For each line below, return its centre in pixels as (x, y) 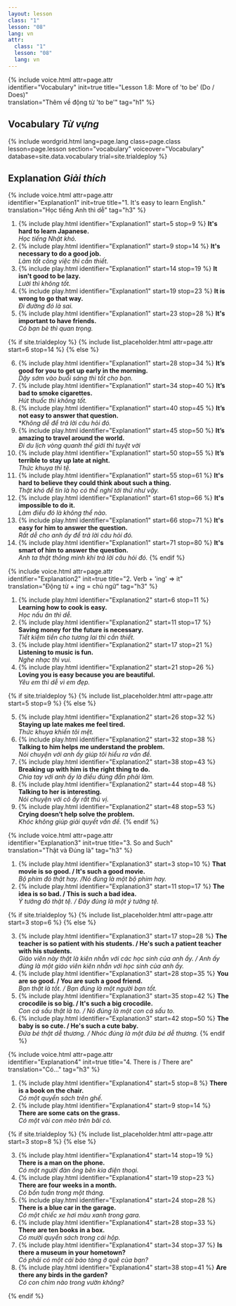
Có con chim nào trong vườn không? (71, 1283)
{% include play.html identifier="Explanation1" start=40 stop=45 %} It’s (122, 408)
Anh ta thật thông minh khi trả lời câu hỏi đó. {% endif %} (101, 558)
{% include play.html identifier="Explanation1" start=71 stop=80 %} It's (121, 543)
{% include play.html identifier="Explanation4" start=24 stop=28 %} (117, 1200)
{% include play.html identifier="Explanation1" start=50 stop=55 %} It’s (121, 453)
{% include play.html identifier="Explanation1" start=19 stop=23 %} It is (122, 291)
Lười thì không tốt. (44, 284)
